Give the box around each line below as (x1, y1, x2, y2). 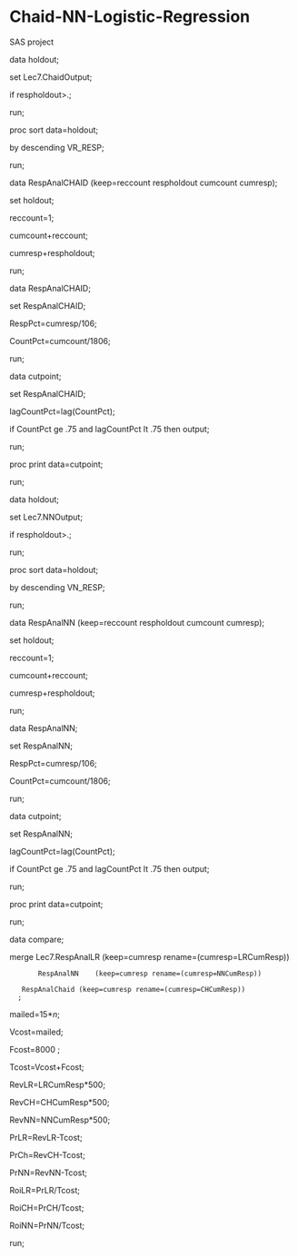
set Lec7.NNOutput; (9, 511, 84, 522)
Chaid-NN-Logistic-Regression (9, 6, 251, 27)
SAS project (9, 36, 55, 47)
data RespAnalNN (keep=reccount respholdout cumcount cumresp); (9, 617, 265, 628)
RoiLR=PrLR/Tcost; (9, 1184, 80, 1195)
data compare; (9, 934, 65, 945)
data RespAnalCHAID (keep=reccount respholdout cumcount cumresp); (9, 177, 278, 188)
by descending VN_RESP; (9, 581, 106, 592)
